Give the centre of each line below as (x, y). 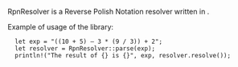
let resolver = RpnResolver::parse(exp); (85, 49)
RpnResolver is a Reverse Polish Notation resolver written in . (109, 12)
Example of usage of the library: (61, 27)
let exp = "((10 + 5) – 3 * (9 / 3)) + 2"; (88, 41)
